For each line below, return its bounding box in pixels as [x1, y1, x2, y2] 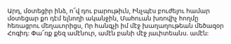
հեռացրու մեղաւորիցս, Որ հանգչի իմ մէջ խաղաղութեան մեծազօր [7, 22, 225, 29]
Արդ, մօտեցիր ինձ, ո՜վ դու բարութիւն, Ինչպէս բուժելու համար [7, 7, 211, 15]
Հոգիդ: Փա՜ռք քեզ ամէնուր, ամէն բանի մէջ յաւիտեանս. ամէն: [7, 29, 209, 37]
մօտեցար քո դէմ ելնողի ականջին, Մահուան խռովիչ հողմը [7, 14, 199, 22]
